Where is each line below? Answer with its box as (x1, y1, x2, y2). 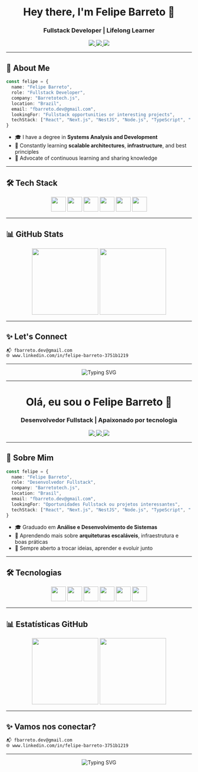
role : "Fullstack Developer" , (11, 90, 85, 96)
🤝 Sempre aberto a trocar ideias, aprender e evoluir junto (14, 545, 153, 552)
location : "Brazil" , (11, 100, 62, 107)
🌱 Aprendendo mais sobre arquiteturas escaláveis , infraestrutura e (14, 532, 179, 539)
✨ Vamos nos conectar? (6, 721, 96, 731)
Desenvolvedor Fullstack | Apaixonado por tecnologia (20, 416, 178, 424)
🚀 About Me (6, 63, 50, 73)
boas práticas (14, 538, 48, 545)
